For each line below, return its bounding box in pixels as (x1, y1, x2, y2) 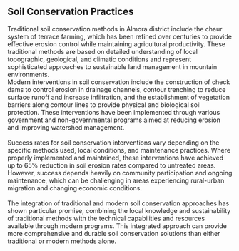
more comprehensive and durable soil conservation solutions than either (7, 229, 220, 237)
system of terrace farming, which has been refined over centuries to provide (7, 32, 232, 41)
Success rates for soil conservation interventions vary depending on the (7, 138, 220, 147)
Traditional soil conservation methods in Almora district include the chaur (7, 24, 223, 33)
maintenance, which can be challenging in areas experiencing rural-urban (7, 176, 225, 185)
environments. (7, 70, 50, 78)
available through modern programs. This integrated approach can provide (7, 221, 227, 230)
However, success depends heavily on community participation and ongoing (7, 168, 233, 177)
